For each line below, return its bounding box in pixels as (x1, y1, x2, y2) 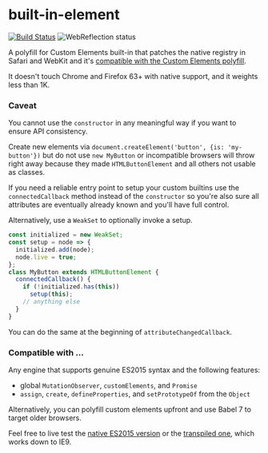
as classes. (8, 168, 46, 177)
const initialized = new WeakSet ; (8, 231, 124, 239)
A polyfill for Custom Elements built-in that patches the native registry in (8, 47, 246, 57)
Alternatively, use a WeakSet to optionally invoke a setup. (8, 216, 194, 225)
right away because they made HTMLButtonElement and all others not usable (8, 159, 256, 169)
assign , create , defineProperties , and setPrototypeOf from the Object (19, 389, 250, 399)
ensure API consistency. (8, 126, 88, 137)
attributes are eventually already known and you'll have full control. (8, 200, 230, 209)
